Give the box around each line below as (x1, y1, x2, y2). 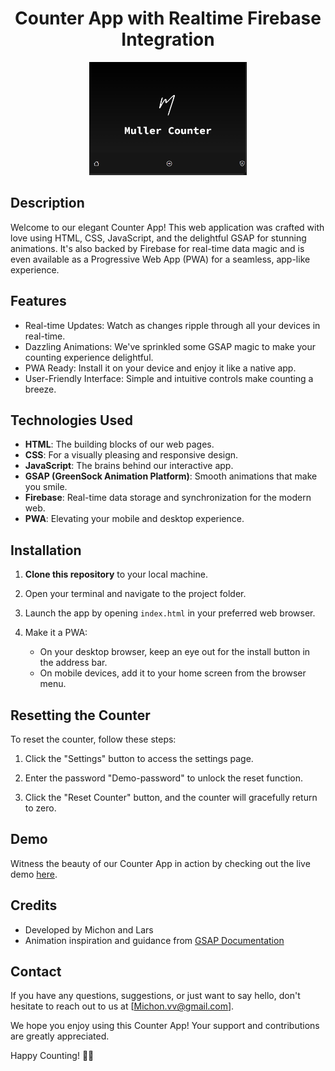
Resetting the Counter (10, 707, 151, 724)
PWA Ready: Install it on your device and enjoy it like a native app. (24, 362, 297, 374)
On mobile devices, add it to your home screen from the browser (39, 667, 307, 679)
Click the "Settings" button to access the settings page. (24, 753, 254, 765)
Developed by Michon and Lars (24, 923, 154, 936)
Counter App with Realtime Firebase (14, 7, 322, 30)
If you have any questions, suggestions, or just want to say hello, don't (10, 990, 301, 1002)
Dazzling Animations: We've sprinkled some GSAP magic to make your (24, 340, 317, 352)
